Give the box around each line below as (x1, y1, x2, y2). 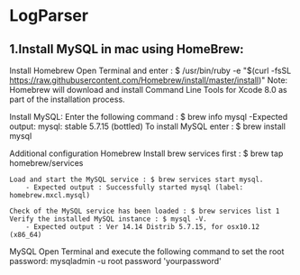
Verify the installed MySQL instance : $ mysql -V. (9, 215, 207, 224)
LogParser (9, 5, 88, 26)
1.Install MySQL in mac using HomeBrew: (9, 41, 245, 57)
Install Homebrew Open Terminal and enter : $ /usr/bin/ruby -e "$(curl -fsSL (9, 65, 292, 76)
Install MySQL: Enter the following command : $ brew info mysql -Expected (9, 112, 288, 122)
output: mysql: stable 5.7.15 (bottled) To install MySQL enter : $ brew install (9, 121, 286, 132)
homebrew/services (9, 158, 84, 168)
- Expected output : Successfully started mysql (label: (25, 183, 244, 192)
